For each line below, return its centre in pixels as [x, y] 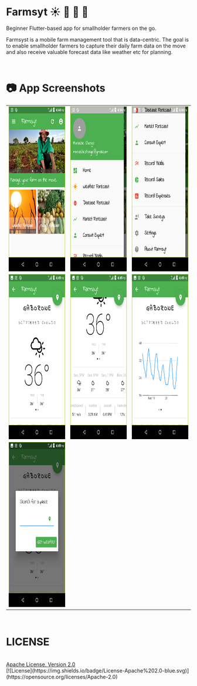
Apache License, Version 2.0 [41, 664]
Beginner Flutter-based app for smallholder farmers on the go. [81, 28]
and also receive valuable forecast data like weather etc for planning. [89, 52]
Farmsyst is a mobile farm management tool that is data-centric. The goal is [98, 39]
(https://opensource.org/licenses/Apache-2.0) [62, 677]
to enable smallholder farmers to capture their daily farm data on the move [96, 46]
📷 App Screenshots [56, 88]
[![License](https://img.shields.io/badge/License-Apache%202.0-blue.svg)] [98, 670]
